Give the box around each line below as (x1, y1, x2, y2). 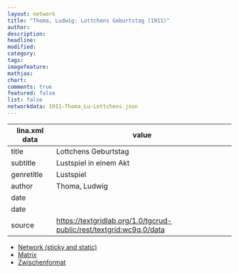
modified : (7, 43, 37, 50)
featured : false (7, 90, 55, 97)
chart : (7, 76, 27, 84)
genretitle (11, 169, 43, 179)
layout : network (7, 10, 55, 18)
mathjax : (7, 70, 33, 77)
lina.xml (16, 125, 44, 135)
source (11, 220, 34, 230)
